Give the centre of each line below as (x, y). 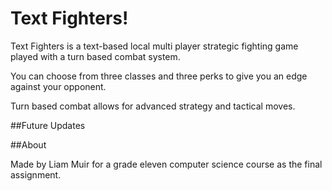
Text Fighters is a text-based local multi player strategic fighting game (154, 46)
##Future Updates (48, 125)
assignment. (36, 174)
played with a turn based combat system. (95, 56)
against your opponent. (58, 86)
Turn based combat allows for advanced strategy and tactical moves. (153, 106)
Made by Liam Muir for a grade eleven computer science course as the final (166, 164)
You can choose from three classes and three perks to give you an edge (159, 76)
